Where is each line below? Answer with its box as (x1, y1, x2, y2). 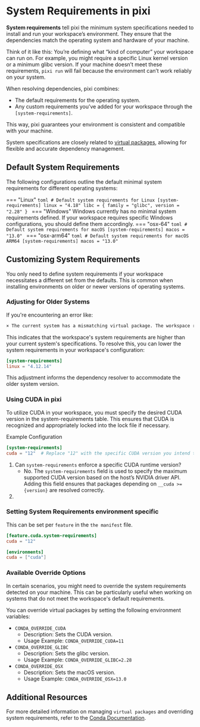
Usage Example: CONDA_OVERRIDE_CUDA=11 (23, 637, 124, 644)
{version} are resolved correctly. (23, 486, 105, 493)
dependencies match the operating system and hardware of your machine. (6, 36, 189, 44)
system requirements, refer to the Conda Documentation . (6, 714, 146, 722)
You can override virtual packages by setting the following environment (6, 607, 182, 614)
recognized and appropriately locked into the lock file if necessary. (6, 422, 170, 429)
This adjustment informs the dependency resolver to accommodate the (6, 374, 180, 381)
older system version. (6, 380, 60, 388)
